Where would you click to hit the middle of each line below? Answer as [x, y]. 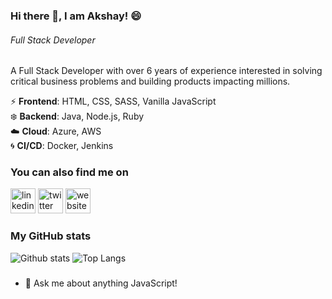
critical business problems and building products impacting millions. [150, 81]
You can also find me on [69, 172]
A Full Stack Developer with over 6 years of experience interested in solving [166, 71]
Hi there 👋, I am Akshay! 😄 [76, 16]
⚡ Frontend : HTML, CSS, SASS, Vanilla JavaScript [113, 101]
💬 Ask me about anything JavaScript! [101, 283]
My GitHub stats [51, 236]
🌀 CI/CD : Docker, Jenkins [62, 146]
